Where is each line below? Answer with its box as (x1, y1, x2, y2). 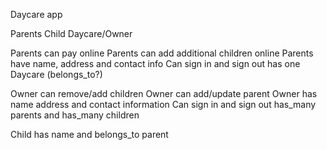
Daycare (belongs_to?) (10, 69, 103, 80)
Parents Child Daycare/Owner (10, 28, 133, 39)
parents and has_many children (10, 109, 140, 121)
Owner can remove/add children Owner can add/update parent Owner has (10, 88, 318, 99)
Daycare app (10, 9, 63, 20)
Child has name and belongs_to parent (10, 129, 169, 140)
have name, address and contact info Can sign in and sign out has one (10, 58, 301, 69)
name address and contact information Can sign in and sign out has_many (10, 99, 317, 110)
